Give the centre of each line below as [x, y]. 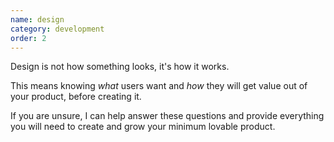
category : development [57, 29]
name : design [37, 19]
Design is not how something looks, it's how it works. [120, 67]
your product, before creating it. [76, 97]
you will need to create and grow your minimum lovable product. [143, 127]
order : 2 [28, 38]
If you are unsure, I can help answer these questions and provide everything [167, 116]
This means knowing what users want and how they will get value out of [159, 86]
